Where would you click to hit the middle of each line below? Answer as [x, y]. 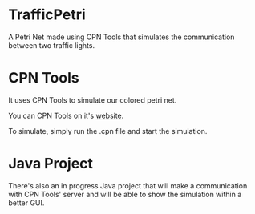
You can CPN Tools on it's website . [66, 115]
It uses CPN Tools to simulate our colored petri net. [93, 100]
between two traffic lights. [51, 45]
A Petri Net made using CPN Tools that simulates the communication [121, 37]
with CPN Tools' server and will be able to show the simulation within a [125, 194]
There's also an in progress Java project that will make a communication [128, 185]
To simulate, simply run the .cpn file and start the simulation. [108, 131]
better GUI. [26, 203]
